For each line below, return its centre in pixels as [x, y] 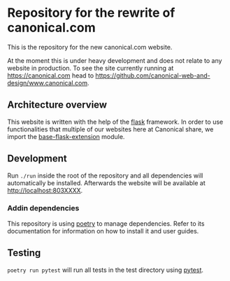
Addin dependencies [43, 208]
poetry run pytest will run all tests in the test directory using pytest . [106, 270]
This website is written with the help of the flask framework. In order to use [115, 122]
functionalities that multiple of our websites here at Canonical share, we [110, 129]
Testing [24, 253]
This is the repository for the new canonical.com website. [90, 47]
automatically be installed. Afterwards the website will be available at [106, 182]
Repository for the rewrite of [91, 13]
